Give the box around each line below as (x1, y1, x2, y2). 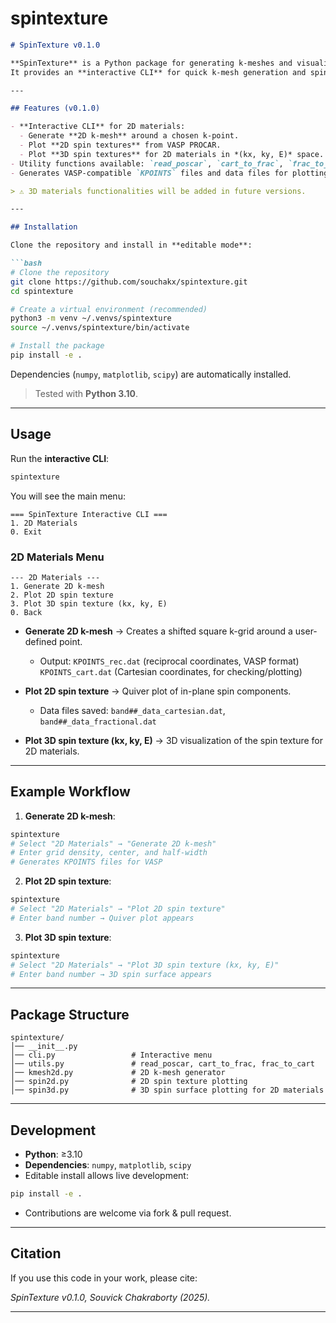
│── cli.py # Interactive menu (10, 1050, 213, 1061)
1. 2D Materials (10, 518, 78, 528)
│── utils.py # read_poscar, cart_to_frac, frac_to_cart (10, 1059, 315, 1069)
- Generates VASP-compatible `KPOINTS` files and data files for (10, 168, 288, 178)
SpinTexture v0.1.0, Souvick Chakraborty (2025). (10, 1291, 211, 1303)
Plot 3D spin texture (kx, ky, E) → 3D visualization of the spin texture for (24, 734, 324, 746)
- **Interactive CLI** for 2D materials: (10, 122, 186, 132)
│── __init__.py (10, 1042, 78, 1052)
